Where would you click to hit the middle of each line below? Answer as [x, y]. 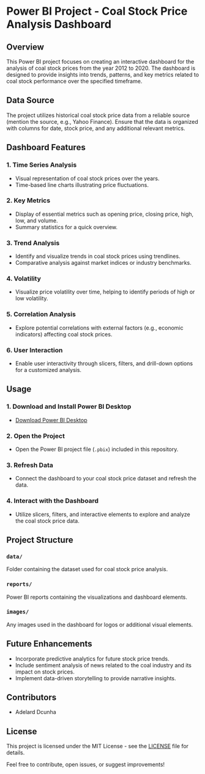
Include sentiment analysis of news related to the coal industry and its [103, 665]
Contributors [32, 698]
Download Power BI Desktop [51, 420]
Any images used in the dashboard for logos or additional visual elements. [100, 624]
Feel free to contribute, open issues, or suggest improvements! [86, 765]
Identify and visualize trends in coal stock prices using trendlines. [98, 256]
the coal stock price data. [47, 521]
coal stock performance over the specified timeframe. [74, 81]
